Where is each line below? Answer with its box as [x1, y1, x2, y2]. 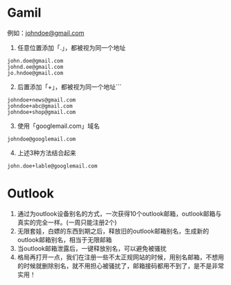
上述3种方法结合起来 [17, 148, 76, 157]
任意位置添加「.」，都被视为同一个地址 [17, 43, 126, 51]
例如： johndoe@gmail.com [7, 28, 85, 37]
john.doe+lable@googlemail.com [7, 162, 98, 170]
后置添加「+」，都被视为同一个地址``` [17, 82, 122, 91]
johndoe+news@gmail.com [7, 96, 76, 104]
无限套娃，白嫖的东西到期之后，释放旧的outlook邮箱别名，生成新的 [17, 227, 209, 235]
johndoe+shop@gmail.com [7, 108, 76, 115]
